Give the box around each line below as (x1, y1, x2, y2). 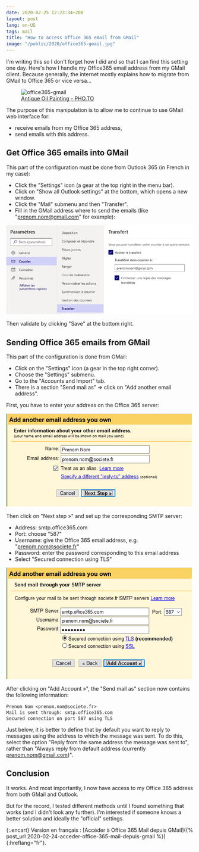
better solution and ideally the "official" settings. (6, 814, 124, 822)
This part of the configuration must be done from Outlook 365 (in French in (6, 164, 190, 171)
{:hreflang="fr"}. (6, 839, 46, 846)
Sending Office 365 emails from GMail (6, 337, 150, 348)
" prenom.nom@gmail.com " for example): (14, 213, 116, 220)
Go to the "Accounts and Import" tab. (14, 377, 106, 385)
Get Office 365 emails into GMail (6, 148, 129, 158)
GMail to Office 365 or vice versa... (6, 77, 92, 84)
